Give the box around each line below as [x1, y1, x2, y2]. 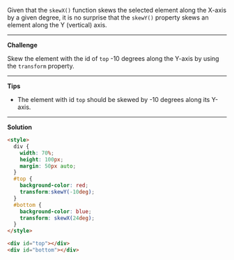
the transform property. [7, 62, 75, 70]
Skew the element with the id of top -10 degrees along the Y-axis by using [7, 55, 219, 62]
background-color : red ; [19, 182, 89, 189]
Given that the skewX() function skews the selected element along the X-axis [7, 6, 227, 14]
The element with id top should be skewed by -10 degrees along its [17, 96, 210, 103]
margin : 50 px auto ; [19, 162, 77, 170]
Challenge [7, 41, 38, 49]
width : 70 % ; [19, 150, 54, 157]
